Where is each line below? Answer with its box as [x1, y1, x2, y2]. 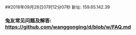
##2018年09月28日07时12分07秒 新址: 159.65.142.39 [5, 4, 110, 10]
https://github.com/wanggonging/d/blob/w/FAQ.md [5, 23, 131, 30]
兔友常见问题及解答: [5, 17, 52, 24]
